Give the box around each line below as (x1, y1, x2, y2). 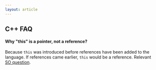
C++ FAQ (5, 25, 33, 33)
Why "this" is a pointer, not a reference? (5, 38, 88, 44)
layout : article (5, 7, 38, 12)
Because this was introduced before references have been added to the (5, 49, 150, 55)
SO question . (5, 59, 31, 65)
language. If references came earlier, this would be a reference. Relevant (5, 54, 151, 60)
